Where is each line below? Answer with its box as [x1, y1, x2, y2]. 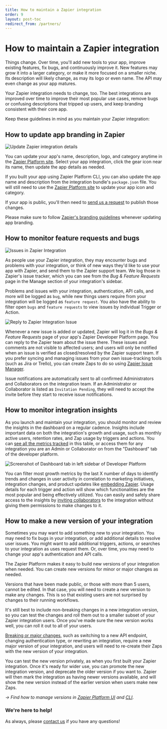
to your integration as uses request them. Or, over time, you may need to [5, 546, 154, 552]
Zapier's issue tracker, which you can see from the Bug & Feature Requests [5, 273, 160, 279]
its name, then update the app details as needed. [5, 164, 106, 170]
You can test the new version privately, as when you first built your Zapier [5, 658, 157, 664]
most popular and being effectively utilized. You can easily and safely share [5, 491, 161, 497]
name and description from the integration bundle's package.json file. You [5, 179, 157, 185]
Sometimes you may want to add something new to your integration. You [5, 530, 155, 536]
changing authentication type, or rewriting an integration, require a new [5, 638, 152, 644]
